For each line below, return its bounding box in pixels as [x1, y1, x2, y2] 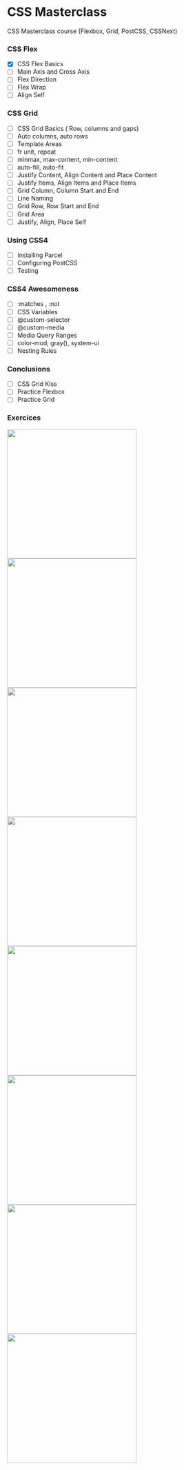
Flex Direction [17, 75, 57, 83]
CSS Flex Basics [17, 60, 64, 68]
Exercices [7, 413, 41, 422]
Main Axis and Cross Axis [17, 68, 90, 76]
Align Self [17, 91, 45, 99]
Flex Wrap [17, 83, 46, 92]
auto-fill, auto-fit [17, 163, 64, 172]
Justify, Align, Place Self [17, 218, 87, 226]
